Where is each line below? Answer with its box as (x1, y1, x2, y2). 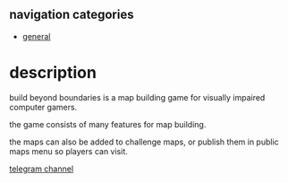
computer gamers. (9, 101, 78, 112)
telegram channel (9, 163, 74, 174)
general (21, 30, 51, 41)
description (9, 63, 97, 83)
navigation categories (9, 7, 134, 22)
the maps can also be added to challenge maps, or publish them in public (9, 136, 279, 147)
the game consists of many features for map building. (9, 118, 207, 129)
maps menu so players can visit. (9, 145, 128, 156)
